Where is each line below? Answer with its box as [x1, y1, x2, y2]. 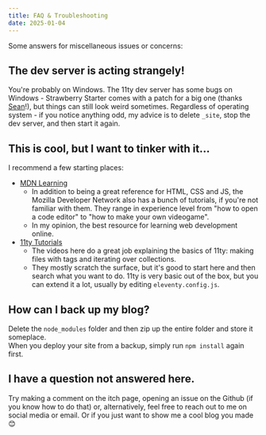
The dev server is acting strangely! [8, 64, 185, 77]
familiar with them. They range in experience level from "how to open [31, 204, 258, 213]
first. [8, 349, 24, 359]
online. [31, 229, 54, 239]
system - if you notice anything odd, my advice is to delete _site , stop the [8, 111, 251, 120]
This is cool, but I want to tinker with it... [8, 142, 210, 155]
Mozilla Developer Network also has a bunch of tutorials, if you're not [31, 196, 259, 205]
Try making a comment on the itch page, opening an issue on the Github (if [8, 393, 254, 402]
